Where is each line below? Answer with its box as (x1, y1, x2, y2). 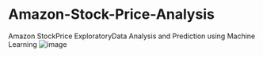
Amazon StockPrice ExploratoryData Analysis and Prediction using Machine (8, 31, 256, 41)
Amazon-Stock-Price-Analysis (8, 5, 215, 23)
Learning (8, 39, 38, 48)
